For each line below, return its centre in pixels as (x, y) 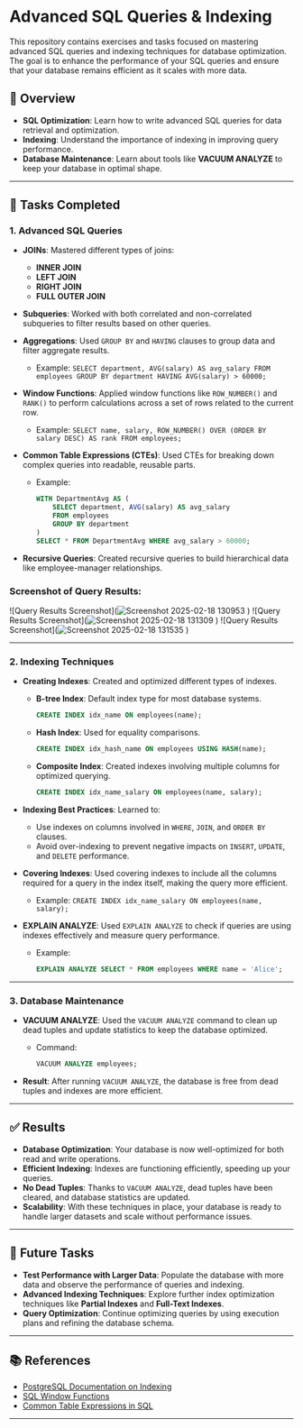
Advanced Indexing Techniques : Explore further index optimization (148, 1294)
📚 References (50, 1360)
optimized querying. (73, 776)
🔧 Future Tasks (52, 1254)
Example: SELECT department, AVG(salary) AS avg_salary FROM (153, 368)
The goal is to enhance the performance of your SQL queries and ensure (144, 60)
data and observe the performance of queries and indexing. (133, 1284)
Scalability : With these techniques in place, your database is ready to (152, 1206)
